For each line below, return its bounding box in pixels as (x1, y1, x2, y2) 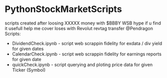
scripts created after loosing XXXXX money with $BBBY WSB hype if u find (5, 20, 161, 26)
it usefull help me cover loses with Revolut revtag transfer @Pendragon (5, 25, 153, 31)
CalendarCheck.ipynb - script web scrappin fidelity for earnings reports (12, 51, 162, 57)
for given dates (12, 45, 44, 51)
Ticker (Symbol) (12, 66, 46, 73)
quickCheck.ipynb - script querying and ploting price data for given (12, 61, 153, 67)
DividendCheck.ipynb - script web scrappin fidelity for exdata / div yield (12, 40, 162, 46)
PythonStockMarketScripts (5, 3, 122, 15)
